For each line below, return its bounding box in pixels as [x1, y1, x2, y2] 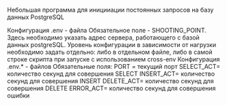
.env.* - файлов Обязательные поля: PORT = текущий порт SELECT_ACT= [7, 63, 221, 70]
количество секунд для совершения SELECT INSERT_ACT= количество [7, 70, 215, 78]
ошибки [7, 91, 30, 100]
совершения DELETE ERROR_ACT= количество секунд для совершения [7, 85, 216, 92]
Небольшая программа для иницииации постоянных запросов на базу [7, 6, 214, 14]
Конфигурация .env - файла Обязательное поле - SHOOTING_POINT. [7, 27, 207, 34]
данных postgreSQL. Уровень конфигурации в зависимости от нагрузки [7, 41, 217, 48]
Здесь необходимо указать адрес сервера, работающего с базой [7, 33, 200, 42]
